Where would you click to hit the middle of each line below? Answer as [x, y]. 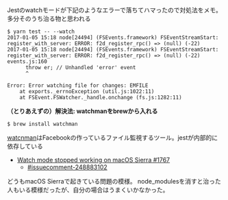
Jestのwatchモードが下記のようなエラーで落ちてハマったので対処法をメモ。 [115, 10]
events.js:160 [27, 62]
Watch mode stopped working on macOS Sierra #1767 [93, 160]
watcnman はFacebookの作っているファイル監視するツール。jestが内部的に [112, 138]
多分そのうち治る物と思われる [49, 18]
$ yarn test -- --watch [41, 32]
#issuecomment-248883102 [67, 167]
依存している [25, 146]
